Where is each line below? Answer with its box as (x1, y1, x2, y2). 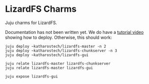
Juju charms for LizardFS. (5, 20, 57, 26)
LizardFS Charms (5, 3, 77, 15)
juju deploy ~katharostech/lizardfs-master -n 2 (5, 44, 106, 49)
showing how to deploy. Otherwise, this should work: (5, 34, 112, 40)
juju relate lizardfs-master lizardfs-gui (5, 65, 93, 70)
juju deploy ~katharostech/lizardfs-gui (5, 53, 89, 57)
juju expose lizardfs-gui (5, 74, 58, 79)
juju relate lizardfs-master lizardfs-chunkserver (5, 61, 111, 66)
